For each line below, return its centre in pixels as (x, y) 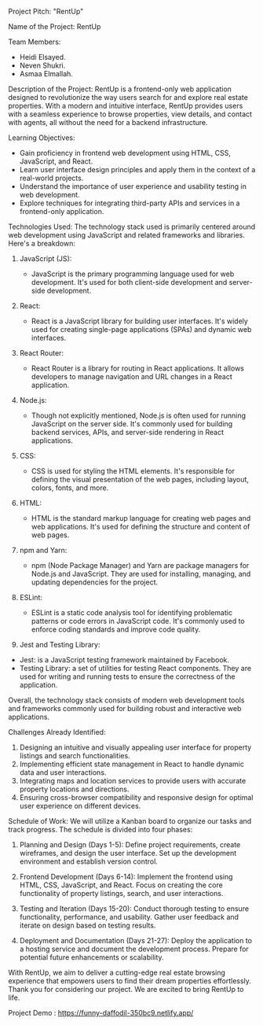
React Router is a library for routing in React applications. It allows (138, 368)
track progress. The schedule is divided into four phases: (100, 830)
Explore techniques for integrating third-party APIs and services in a (130, 203)
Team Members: (35, 42)
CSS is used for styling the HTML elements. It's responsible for (133, 471)
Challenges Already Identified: (57, 732)
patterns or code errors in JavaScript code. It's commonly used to (138, 621)
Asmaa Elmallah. (46, 74)
